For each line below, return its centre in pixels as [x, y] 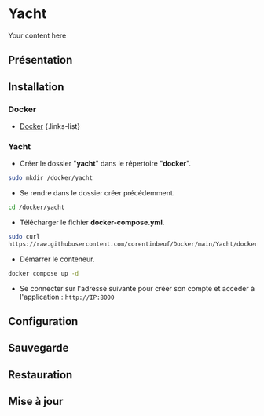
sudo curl [24, 237]
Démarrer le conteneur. [57, 259]
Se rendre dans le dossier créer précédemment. [97, 193]
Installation [36, 87]
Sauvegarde [38, 348]
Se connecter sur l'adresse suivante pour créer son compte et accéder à [137, 288]
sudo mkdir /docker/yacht [50, 178]
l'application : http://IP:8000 [67, 297]
